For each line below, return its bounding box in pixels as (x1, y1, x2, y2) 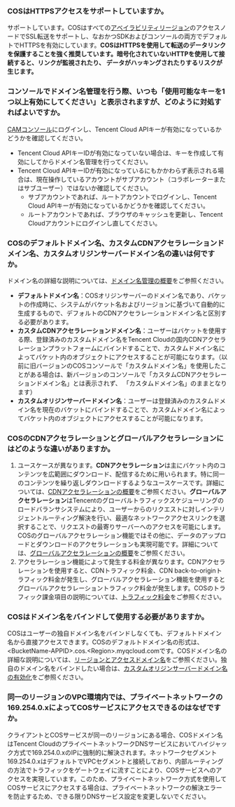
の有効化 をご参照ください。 (7, 673, 87, 681)
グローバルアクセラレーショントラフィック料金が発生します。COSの (17, 584, 213, 592)
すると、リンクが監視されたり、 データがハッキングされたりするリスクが (13, 58, 222, 67)
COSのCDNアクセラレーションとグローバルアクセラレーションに (7, 433, 224, 443)
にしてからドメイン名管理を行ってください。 (23, 157, 152, 166)
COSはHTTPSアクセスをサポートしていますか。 (7, 6, 169, 15)
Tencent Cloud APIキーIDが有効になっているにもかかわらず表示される (17, 166, 218, 175)
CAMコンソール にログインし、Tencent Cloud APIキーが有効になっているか (7, 125, 222, 133)
